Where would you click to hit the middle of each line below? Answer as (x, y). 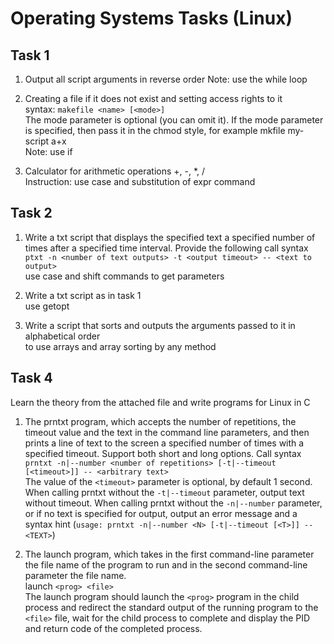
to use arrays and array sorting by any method (120, 346)
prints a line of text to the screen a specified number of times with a (164, 443)
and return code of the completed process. (113, 628)
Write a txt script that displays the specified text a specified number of (170, 237)
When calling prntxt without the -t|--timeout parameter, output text (164, 492)
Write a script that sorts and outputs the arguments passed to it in (160, 325)
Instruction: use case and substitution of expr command (140, 181)
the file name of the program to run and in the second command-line (166, 564)
